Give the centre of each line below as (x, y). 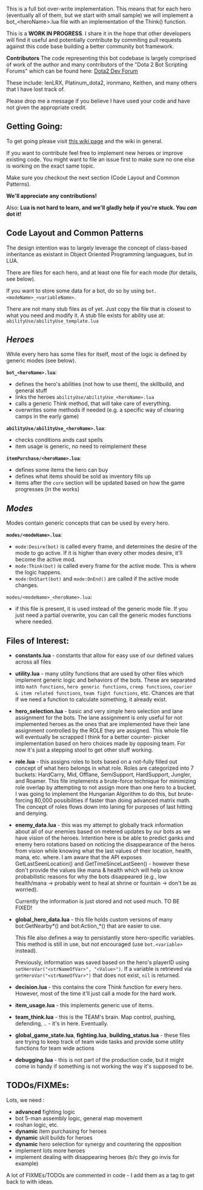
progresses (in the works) (47, 489)
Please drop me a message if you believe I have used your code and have (98, 101)
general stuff (31, 390)
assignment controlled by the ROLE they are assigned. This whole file (101, 730)
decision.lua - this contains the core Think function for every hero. (98, 987)
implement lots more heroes (50, 1151)
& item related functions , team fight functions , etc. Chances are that (105, 693)
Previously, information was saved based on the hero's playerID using (102, 962)
